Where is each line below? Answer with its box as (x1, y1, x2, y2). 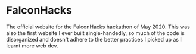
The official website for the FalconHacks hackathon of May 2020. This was (6, 23, 191, 30)
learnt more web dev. (6, 42, 58, 49)
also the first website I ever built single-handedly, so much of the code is (6, 29, 185, 36)
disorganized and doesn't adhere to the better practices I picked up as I (6, 36, 182, 43)
